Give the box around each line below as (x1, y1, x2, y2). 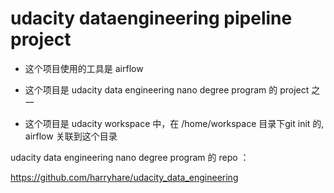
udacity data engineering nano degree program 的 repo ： (10, 151, 250, 163)
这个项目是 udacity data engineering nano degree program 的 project (24, 83, 310, 96)
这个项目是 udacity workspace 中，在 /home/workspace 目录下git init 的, (24, 117, 325, 129)
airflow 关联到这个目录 (24, 130, 118, 142)
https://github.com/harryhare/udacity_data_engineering (10, 171, 239, 183)
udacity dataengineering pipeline (10, 7, 293, 30)
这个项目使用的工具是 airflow (24, 62, 144, 74)
